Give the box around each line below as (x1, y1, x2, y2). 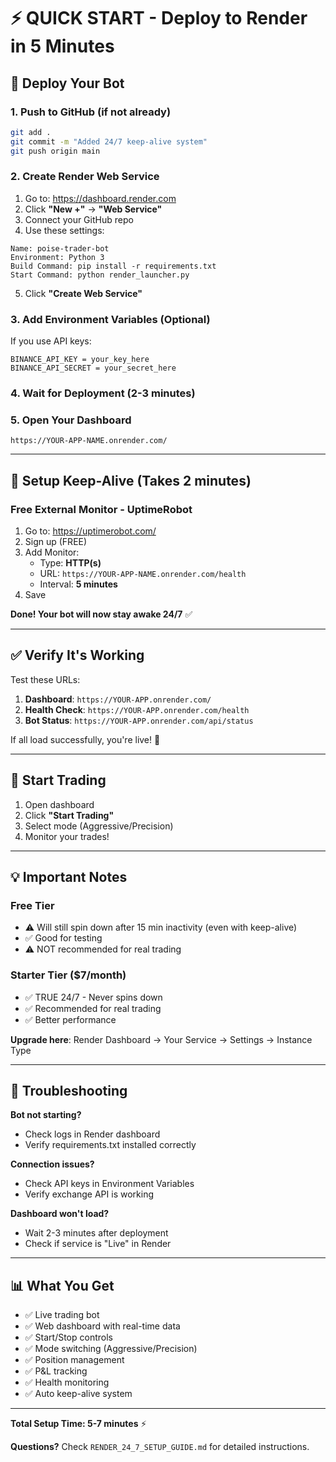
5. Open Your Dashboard (10, 413, 132, 427)
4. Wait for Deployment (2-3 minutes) (10, 386, 196, 400)
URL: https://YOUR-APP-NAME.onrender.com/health (39, 568, 247, 579)
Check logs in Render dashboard (24, 1128, 161, 1140)
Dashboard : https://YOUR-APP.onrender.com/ (24, 693, 212, 705)
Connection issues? (10, 1158, 95, 1170)
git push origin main (10, 146, 101, 156)
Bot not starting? (10, 1109, 82, 1121)
